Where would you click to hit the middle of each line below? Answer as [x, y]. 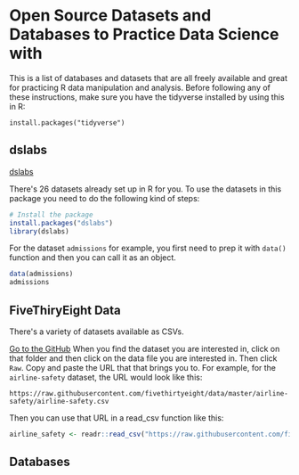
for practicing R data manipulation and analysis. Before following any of [140, 87]
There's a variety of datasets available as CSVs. [97, 332]
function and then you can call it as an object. [93, 258]
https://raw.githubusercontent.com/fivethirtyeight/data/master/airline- [149, 393]
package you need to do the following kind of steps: [105, 198]
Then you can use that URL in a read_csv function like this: [117, 418]
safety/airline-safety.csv [59, 401]
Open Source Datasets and [110, 16]
